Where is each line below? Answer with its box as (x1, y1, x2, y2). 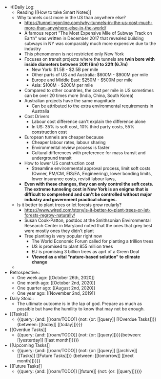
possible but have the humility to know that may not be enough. (17, 306, 145, 311)
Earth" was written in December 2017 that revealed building (24, 35, 144, 41)
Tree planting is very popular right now (24, 233, 102, 239)
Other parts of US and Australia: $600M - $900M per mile (31, 72, 148, 77)
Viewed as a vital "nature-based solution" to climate (31, 254, 141, 260)
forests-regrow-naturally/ (24, 213, 76, 218)
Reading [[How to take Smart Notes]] (17, 9, 92, 15)
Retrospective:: (9, 269, 40, 275)
